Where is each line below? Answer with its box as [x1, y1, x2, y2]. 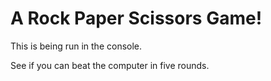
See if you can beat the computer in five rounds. [10, 59, 210, 71]
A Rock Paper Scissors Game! [10, 7, 263, 30]
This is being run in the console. [10, 40, 143, 52]
